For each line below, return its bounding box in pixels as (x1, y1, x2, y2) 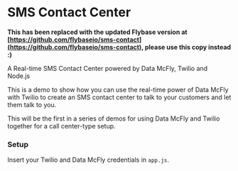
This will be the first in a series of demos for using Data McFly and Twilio (7, 114, 220, 123)
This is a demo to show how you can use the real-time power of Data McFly (7, 85, 229, 94)
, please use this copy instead (141, 43, 232, 51)
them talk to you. (7, 100, 57, 109)
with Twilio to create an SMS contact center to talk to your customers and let (7, 93, 232, 101)
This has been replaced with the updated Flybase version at (7, 28, 188, 36)
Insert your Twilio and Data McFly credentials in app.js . (7, 155, 169, 164)
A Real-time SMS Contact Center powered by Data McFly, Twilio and (7, 64, 208, 72)
